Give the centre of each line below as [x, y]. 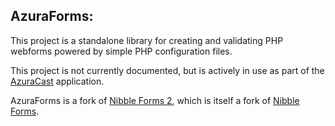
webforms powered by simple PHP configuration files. [121, 51]
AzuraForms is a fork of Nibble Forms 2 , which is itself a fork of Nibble [155, 100]
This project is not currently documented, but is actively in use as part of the [167, 70]
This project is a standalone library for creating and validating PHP [147, 40]
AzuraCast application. [57, 81]
